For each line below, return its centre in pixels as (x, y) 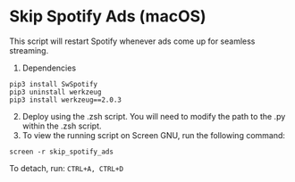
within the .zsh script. (62, 126)
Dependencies (49, 68)
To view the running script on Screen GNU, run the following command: (154, 135)
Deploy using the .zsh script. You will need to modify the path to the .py (154, 116)
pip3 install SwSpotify (54, 84)
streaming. (29, 50)
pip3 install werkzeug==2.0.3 (66, 100)
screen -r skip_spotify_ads (62, 152)
